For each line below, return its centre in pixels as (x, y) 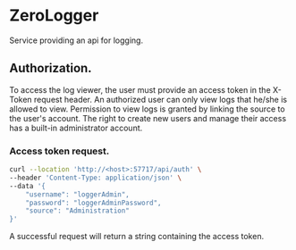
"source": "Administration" (77, 211)
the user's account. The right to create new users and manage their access (148, 118)
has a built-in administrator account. (76, 128)
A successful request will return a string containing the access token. (137, 237)
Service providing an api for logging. (76, 40)
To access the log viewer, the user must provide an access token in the (140, 89)
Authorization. (51, 68)
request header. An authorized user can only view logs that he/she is (161, 99)
